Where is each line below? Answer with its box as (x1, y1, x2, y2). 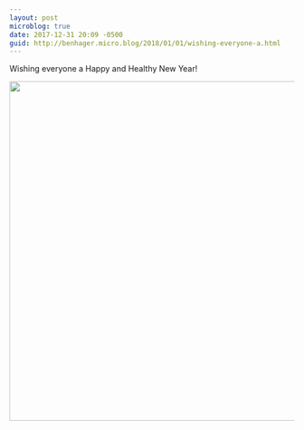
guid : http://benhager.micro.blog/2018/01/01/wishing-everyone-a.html (9, 38, 281, 48)
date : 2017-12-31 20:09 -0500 (9, 30, 124, 39)
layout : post (9, 13, 59, 23)
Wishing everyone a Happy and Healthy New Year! (9, 63, 198, 74)
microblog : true (9, 22, 71, 31)
